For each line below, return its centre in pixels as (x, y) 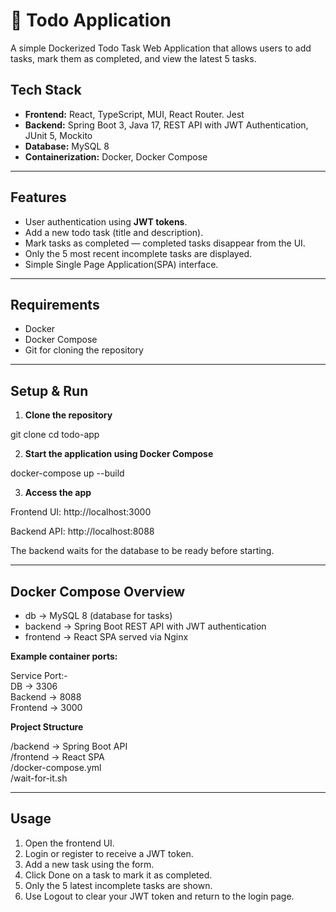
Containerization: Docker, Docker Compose (116, 156)
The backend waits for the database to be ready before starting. (142, 551)
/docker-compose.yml (56, 767)
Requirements (55, 304)
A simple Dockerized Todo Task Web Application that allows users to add (161, 48)
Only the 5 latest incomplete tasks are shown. (118, 885)
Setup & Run (49, 390)
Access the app (58, 493)
